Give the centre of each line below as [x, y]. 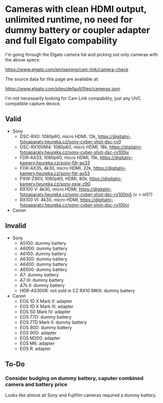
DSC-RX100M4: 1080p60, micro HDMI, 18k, [64, 147]
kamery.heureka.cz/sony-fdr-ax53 [55, 173]
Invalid [16, 226]
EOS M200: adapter [40, 338]
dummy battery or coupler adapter [78, 30]
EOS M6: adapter [37, 343]
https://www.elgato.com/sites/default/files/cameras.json [63, 88]
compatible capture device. [33, 103]
